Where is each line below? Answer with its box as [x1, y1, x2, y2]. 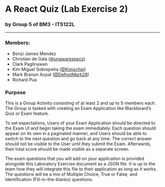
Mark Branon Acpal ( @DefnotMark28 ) [12, 71, 89, 77]
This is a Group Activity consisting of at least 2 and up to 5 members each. [5, 100, 156, 106]
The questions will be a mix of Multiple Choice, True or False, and [5, 171, 137, 177]
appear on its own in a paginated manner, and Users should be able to [5, 131, 147, 136]
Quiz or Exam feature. [5, 110, 49, 116]
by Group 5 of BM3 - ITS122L [5, 21, 75, 28]
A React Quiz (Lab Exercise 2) [5, 3, 128, 15]
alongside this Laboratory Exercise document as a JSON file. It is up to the [5, 161, 156, 167]
